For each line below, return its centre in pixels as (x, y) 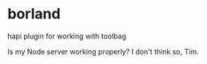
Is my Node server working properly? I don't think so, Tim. (103, 51)
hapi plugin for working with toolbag (67, 36)
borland (34, 14)
